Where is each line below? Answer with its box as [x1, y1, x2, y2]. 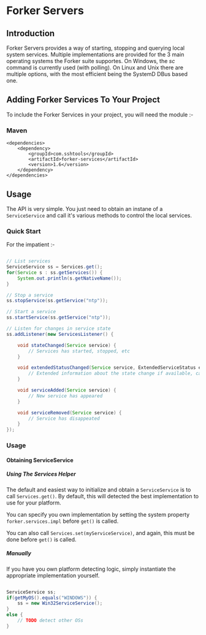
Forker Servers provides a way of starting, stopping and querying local [6, 44, 185, 51]
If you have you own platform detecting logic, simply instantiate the [6, 565, 176, 572]
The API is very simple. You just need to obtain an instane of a [6, 205, 163, 212]
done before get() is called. [6, 536, 77, 543]
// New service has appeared [28, 393, 103, 399]
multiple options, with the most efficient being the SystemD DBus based [6, 70, 188, 77]
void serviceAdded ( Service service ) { [17, 387, 116, 394]
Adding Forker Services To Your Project [6, 94, 161, 105]
